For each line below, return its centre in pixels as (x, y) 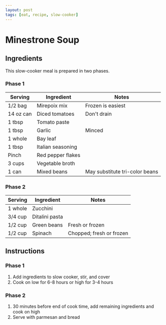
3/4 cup (17, 217)
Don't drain (99, 114)
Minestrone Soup (42, 40)
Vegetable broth (56, 163)
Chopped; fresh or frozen (98, 233)
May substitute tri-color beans (122, 172)
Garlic (44, 130)
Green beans (48, 225)
